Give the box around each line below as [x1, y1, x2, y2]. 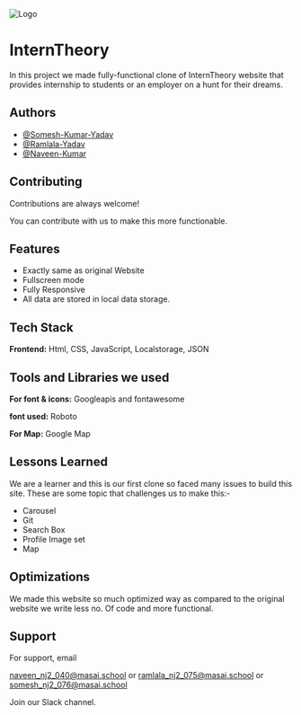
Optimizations [9, 569, 90, 585]
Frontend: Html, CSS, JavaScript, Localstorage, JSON [9, 344, 209, 355]
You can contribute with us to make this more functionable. [9, 216, 228, 226]
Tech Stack [9, 320, 74, 335]
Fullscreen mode [22, 275, 85, 286]
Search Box [22, 524, 66, 534]
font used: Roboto [9, 411, 78, 421]
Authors [9, 105, 57, 120]
